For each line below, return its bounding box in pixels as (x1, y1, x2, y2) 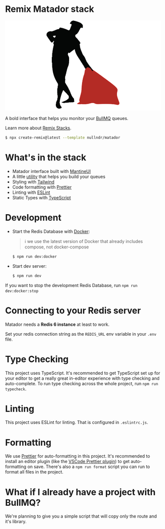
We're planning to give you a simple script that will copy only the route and (5, 513, 157, 519)
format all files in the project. (5, 469, 64, 475)
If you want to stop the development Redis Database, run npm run (5, 282, 138, 288)
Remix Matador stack (5, 3, 94, 15)
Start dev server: (12, 263, 47, 269)
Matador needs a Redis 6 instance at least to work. (5, 321, 110, 327)
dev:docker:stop (5, 289, 39, 294)
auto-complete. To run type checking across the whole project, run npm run (5, 380, 159, 386)
